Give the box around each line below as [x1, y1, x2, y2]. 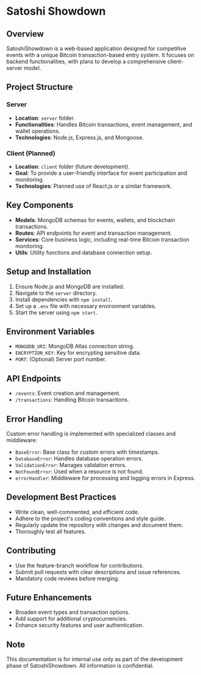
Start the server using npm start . [15, 309, 97, 316]
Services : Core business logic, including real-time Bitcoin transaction [15, 235, 190, 243]
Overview [6, 29, 44, 39]
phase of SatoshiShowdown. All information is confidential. [6, 662, 154, 669]
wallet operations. [15, 127, 60, 135]
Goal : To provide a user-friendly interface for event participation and [15, 169, 188, 177]
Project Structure [6, 82, 73, 92]
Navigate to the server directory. [15, 289, 97, 297]
